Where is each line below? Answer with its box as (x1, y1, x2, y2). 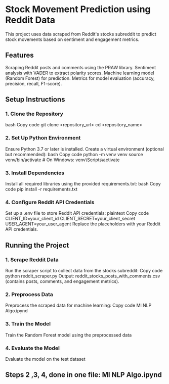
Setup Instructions (5, 95, 65, 104)
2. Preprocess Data (5, 291, 53, 298)
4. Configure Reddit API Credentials (5, 199, 95, 206)
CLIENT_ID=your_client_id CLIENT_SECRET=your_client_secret (5, 216, 136, 222)
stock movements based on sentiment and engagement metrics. (5, 36, 140, 42)
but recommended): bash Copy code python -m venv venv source (5, 151, 143, 157)
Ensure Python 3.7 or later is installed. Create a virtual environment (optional (5, 146, 164, 152)
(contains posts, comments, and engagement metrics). (5, 278, 120, 284)
